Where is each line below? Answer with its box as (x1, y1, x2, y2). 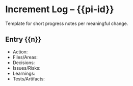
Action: (12, 48, 28, 54)
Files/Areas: (12, 54, 38, 60)
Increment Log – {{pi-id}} (5, 4, 114, 15)
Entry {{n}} (5, 35, 42, 44)
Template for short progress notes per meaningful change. (5, 20, 128, 26)
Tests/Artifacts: (12, 75, 45, 82)
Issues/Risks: (12, 65, 41, 71)
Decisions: (12, 60, 35, 66)
